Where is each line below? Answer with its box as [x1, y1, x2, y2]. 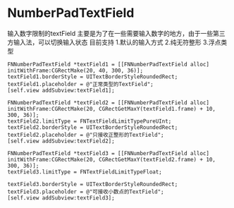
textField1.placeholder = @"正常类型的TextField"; [7, 80, 154, 87]
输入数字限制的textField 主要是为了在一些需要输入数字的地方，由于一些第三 [7, 29, 226, 37]
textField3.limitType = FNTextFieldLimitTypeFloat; [7, 168, 162, 176]
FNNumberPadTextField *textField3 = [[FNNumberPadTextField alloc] [7, 149, 210, 157]
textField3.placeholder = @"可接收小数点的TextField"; [7, 188, 164, 195]
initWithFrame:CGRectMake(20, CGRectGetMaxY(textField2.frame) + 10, [7, 156, 216, 163]
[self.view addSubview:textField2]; [7, 137, 115, 145]
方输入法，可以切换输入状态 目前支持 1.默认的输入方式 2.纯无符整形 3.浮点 [7, 37, 221, 47]
